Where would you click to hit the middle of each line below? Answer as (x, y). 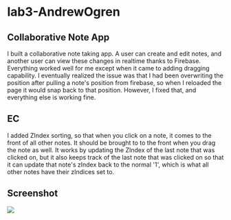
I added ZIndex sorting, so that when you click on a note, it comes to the (109, 135)
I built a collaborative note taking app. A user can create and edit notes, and (114, 53)
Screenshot (33, 194)
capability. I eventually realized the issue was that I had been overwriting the (115, 75)
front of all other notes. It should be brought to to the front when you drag (111, 143)
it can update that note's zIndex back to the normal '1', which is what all (108, 164)
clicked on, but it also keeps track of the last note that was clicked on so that (115, 157)
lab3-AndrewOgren (64, 12)
